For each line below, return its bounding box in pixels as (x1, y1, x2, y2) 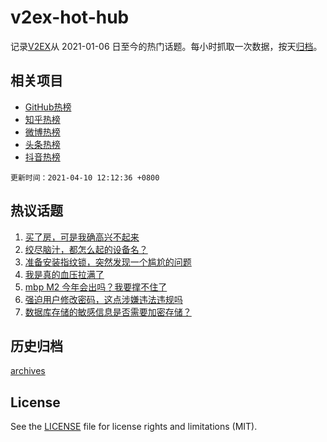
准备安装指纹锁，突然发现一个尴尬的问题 (24, 256, 192, 268)
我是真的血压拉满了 (24, 268, 105, 280)
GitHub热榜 (24, 101, 72, 113)
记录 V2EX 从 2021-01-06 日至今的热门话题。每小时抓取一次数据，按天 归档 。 (10, 40, 323, 52)
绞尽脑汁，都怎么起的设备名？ (24, 243, 148, 255)
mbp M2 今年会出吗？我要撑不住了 (24, 281, 168, 293)
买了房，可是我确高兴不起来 (24, 231, 140, 243)
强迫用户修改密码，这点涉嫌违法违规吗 (24, 293, 183, 305)
